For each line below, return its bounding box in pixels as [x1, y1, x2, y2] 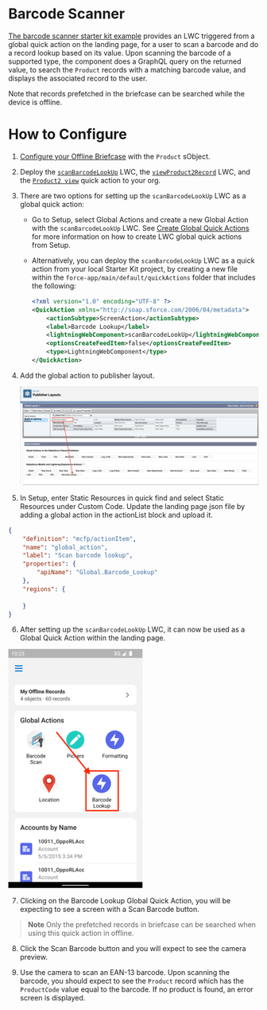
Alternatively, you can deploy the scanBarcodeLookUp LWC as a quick [31, 256, 255, 265]
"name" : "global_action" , [22, 543, 109, 551]
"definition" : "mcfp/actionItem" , [22, 534, 137, 542]
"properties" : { [22, 560, 77, 568]
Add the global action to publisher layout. [19, 370, 155, 380]
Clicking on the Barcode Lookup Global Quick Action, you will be [19, 896, 231, 906]
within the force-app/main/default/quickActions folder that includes [31, 272, 256, 282]
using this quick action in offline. [27, 929, 134, 938]
